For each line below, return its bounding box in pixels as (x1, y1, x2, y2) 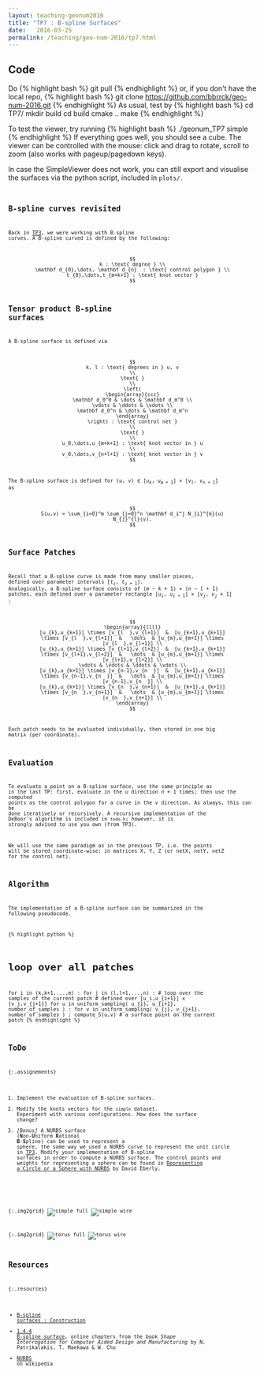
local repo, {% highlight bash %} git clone (8, 92, 144, 102)
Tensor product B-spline (8, 304, 112, 314)
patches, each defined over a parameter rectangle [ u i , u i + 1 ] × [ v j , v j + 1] (8, 591, 232, 599)
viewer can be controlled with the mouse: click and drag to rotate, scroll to (8, 141, 250, 151)
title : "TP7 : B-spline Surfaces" (8, 19, 122, 27)
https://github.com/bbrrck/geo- (145, 92, 248, 102)
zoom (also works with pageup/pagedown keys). (8, 149, 167, 159)
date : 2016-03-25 (8, 26, 73, 34)
